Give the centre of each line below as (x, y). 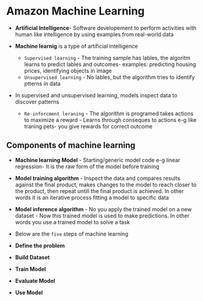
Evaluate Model (35, 280)
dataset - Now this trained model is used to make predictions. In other (102, 216)
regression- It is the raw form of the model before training (87, 166)
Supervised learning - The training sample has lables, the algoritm (107, 58)
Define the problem (40, 245)
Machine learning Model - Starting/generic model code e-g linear (98, 160)
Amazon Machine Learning (75, 11)
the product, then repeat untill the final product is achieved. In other (99, 191)
